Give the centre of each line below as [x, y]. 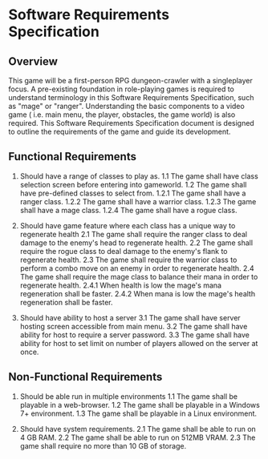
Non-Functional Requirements [85, 377]
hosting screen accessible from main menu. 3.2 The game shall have [134, 326]
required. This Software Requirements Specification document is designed [131, 123]
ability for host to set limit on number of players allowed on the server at [139, 343]
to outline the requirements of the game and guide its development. [120, 131]
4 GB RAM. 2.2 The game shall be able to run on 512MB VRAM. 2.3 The [138, 437]
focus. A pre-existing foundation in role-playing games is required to [121, 89]
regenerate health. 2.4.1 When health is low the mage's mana [121, 285]
